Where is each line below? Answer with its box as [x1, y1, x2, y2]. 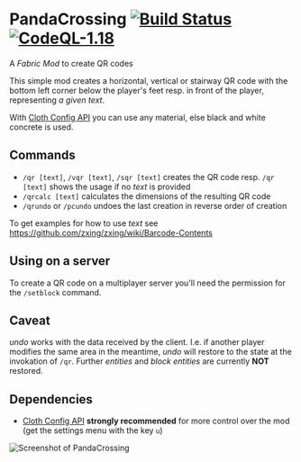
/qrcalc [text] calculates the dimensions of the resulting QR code [22, 190, 271, 202]
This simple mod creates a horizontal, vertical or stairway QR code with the [9, 75, 288, 86]
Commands [9, 148, 77, 163]
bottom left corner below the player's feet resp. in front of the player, [9, 85, 264, 95]
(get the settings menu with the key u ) [22, 425, 164, 436]
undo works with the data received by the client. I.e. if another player [9, 337, 265, 348]
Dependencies [9, 392, 93, 407]
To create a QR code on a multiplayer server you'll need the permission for [9, 277, 286, 288]
